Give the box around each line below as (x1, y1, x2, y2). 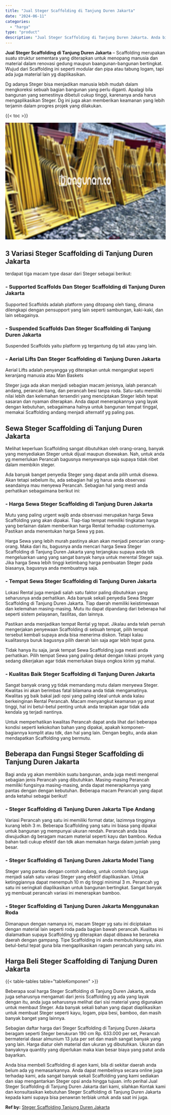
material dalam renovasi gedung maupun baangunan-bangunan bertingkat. (5, 61, 163, 66)
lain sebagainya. (5, 312, 40, 318)
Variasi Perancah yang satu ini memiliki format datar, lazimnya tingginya (5, 817, 156, 824)
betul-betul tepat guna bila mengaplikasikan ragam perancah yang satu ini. (5, 942, 162, 948)
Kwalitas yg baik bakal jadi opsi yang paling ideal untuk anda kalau (5, 692, 145, 699)
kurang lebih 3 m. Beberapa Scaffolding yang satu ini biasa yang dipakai (5, 823, 157, 829)
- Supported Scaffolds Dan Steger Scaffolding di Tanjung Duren (5, 283, 165, 290)
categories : (5, 19, 31, 24)
